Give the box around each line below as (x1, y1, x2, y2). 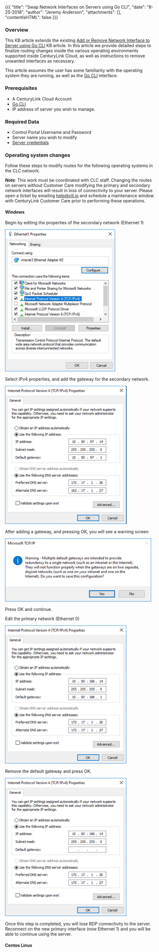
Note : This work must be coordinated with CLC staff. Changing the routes (5, 177, 152, 183)
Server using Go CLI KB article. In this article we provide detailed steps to (5, 43, 152, 49)
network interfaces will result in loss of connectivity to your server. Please (5, 188, 153, 194)
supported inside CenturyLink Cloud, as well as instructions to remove (5, 53, 145, 59)
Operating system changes (5, 151, 70, 158)
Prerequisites (5, 85, 37, 92)
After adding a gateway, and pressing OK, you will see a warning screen (5, 529, 149, 535)
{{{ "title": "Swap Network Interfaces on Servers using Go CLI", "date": (5, 4, 146, 10)
